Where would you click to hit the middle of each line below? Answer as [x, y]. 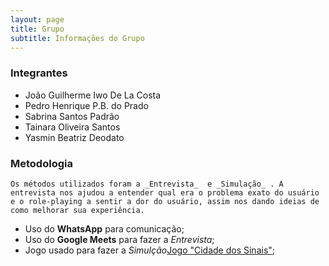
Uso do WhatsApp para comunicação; [104, 228]
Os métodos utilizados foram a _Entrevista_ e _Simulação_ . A [147, 184]
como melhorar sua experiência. [77, 210]
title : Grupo [37, 29]
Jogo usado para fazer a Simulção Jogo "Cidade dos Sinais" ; [150, 250]
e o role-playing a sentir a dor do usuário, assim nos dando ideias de [165, 201]
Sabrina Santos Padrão [72, 116]
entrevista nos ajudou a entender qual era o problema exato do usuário [165, 192]
